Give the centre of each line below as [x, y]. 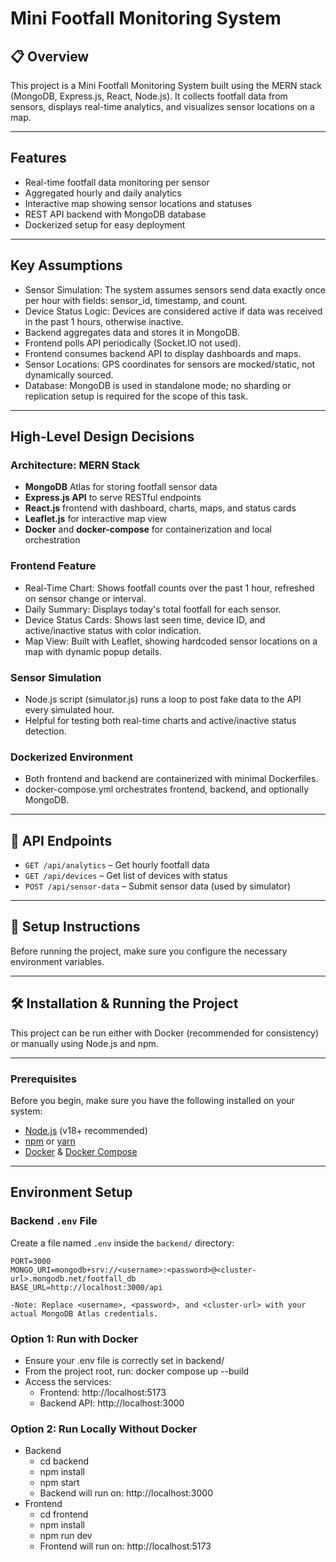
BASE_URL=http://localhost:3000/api [86, 1287]
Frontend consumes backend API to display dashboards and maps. [163, 353]
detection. [45, 731]
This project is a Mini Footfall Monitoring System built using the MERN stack [166, 85]
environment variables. [57, 961]
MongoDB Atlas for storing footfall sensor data [121, 487]
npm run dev [66, 1536]
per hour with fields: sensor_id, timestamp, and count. [136, 300]
